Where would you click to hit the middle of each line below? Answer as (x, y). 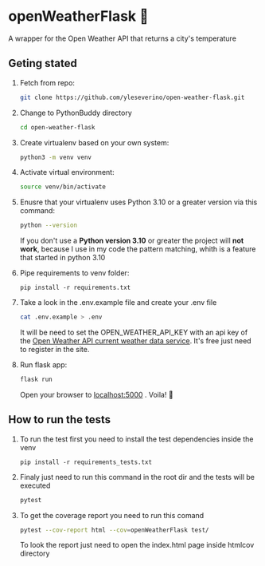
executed (35, 485)
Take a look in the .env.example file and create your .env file (118, 303)
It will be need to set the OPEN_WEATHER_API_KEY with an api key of (134, 332)
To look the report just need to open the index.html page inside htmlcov (137, 545)
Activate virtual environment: (67, 172)
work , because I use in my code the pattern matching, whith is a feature (138, 249)
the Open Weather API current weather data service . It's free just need (136, 341)
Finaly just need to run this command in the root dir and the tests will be (137, 477)
